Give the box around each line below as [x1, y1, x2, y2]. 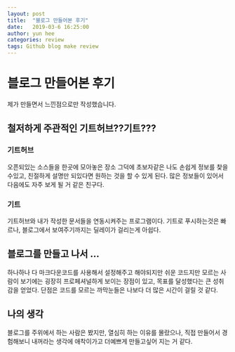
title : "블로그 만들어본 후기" [7, 17, 89, 24]
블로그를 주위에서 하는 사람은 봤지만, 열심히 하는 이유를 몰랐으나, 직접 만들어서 [7, 328, 221, 337]
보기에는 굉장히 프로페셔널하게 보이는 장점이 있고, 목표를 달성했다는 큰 [20, 277, 212, 285]
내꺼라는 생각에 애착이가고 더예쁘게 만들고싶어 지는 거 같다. [31, 337, 193, 345]
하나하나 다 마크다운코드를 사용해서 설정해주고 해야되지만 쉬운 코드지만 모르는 [7, 268, 220, 276]
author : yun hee [7, 30, 55, 37]
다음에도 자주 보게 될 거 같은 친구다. [7, 180, 105, 188]
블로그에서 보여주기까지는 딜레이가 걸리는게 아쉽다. [22, 226, 161, 234]
